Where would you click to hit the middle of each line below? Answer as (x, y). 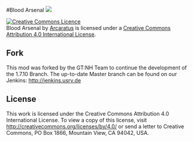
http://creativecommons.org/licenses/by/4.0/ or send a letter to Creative (95, 126)
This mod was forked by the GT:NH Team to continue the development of (96, 67)
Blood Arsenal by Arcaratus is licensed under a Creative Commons (88, 28)
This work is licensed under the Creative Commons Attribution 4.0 (88, 113)
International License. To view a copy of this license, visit (76, 120)
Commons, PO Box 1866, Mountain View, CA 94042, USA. (78, 132)
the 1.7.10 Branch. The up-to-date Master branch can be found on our (92, 74)
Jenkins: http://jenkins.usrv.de (44, 80)
